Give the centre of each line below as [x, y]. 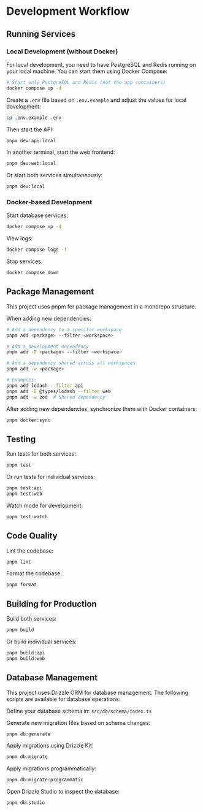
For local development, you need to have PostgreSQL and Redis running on [101, 64]
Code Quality [32, 536]
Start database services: [37, 215]
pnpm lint [19, 562]
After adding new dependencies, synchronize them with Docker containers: [102, 408]
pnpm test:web [25, 494]
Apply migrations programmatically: [52, 768]
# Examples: [21, 380]
